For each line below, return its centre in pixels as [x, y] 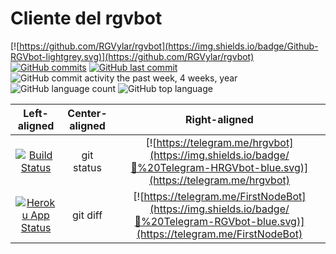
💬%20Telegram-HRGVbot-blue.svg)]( [219, 167]
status [87, 167]
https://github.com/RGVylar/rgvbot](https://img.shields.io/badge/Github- [169, 46]
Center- [87, 113]
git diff [87, 215]
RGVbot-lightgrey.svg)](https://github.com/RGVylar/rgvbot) [132, 56]
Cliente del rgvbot [86, 18]
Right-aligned [219, 119]
